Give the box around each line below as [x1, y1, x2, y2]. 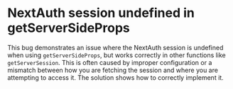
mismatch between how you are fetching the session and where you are [7, 66, 219, 74]
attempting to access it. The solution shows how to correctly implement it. [7, 73, 224, 82]
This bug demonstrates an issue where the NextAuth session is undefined [7, 43, 224, 52]
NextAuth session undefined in [7, 5, 195, 21]
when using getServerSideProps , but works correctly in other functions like [7, 51, 226, 59]
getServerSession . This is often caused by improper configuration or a [7, 58, 212, 66]
